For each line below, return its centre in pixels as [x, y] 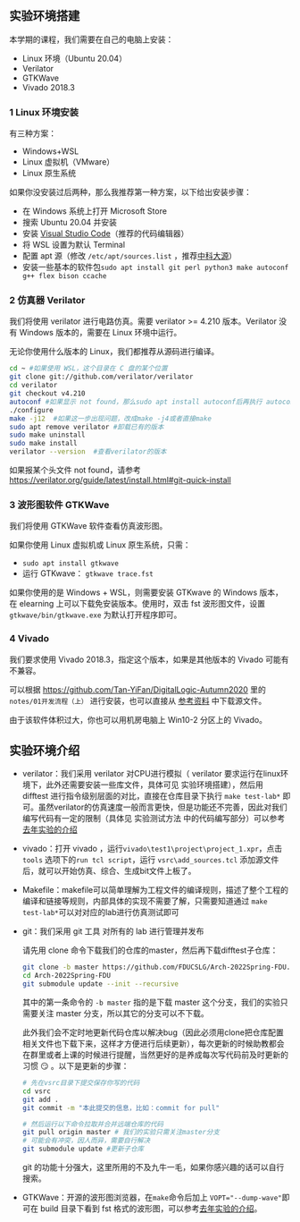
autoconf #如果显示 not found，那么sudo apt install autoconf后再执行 [136, 402]
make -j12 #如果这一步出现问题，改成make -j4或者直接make [111, 419]
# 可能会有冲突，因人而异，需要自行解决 [86, 1141]
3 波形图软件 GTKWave [59, 505]
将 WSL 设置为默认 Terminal [74, 245]
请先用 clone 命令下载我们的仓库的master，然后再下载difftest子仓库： [150, 950]
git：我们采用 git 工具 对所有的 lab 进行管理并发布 [113, 931]
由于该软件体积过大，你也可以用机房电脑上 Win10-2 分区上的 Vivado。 [138, 719]
